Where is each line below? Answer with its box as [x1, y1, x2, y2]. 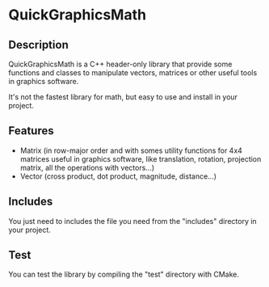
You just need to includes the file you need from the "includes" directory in [8, 216, 257, 226]
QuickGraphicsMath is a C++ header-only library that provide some [8, 59, 233, 69]
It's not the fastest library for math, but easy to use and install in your [8, 92, 238, 102]
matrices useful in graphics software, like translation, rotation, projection [19, 154, 262, 163]
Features [8, 124, 54, 138]
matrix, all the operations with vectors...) [19, 162, 155, 172]
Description [8, 38, 69, 52]
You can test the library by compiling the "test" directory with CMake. [8, 269, 240, 280]
